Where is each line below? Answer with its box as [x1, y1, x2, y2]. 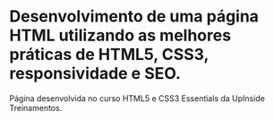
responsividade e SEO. [9, 64, 182, 84]
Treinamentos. [9, 102, 63, 113]
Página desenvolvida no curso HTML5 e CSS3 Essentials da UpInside [9, 92, 266, 104]
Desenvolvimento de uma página [9, 6, 260, 27]
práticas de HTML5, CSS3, [9, 45, 209, 64]
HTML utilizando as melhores [9, 25, 231, 46]
